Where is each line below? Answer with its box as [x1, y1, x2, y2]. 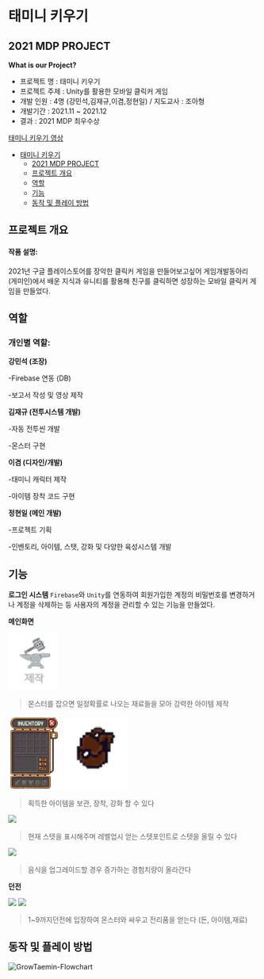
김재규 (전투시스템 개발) [8, 407, 81, 417]
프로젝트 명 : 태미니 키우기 [19, 77, 101, 86]
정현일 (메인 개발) [8, 508, 62, 518]
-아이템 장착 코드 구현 [8, 491, 75, 501]
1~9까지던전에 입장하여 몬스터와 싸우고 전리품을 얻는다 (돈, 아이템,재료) [27, 915, 248, 924]
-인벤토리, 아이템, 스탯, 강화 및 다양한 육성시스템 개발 [8, 542, 172, 552]
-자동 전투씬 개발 [8, 424, 61, 434]
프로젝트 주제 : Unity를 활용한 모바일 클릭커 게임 [19, 86, 169, 96]
